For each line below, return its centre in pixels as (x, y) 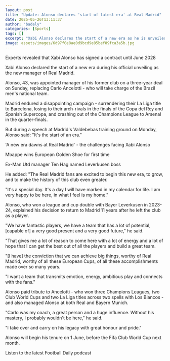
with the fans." (20, 282)
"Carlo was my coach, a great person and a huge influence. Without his (80, 312)
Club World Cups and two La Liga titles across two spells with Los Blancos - (84, 297)
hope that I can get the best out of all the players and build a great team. (80, 246)
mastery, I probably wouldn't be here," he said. (54, 318)
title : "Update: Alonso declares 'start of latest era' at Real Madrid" (83, 15)
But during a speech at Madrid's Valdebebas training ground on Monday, (81, 129)
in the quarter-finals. (27, 119)
